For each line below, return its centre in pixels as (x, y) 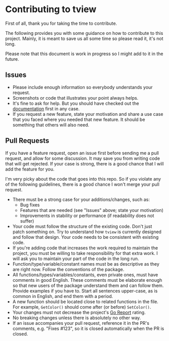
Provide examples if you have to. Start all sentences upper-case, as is (85, 291)
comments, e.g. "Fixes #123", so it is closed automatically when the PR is (88, 328)
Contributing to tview (51, 9)
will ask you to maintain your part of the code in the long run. (76, 259)
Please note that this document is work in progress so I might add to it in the (84, 54)
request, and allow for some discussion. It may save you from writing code (83, 158)
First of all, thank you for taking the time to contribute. (61, 23)
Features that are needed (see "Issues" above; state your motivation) (92, 210)
